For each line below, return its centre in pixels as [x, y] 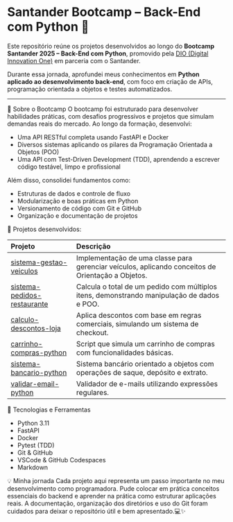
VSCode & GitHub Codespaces [61, 460]
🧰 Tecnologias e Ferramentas [49, 410]
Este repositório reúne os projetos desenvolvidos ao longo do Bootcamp [111, 46]
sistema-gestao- [39, 262]
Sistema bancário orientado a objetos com [145, 364]
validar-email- [35, 384]
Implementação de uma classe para [134, 258]
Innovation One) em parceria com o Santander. [74, 60]
